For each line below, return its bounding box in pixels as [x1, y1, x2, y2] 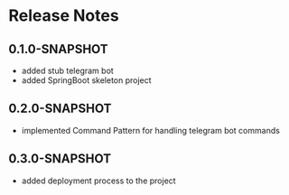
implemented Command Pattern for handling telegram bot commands [21, 125, 281, 135]
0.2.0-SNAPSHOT [8, 101, 112, 116]
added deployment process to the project [21, 175, 177, 186]
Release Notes [8, 5, 119, 26]
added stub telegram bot [21, 65, 114, 76]
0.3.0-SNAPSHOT [8, 151, 112, 167]
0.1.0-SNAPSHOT [8, 42, 109, 57]
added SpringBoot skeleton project [21, 75, 152, 86]
